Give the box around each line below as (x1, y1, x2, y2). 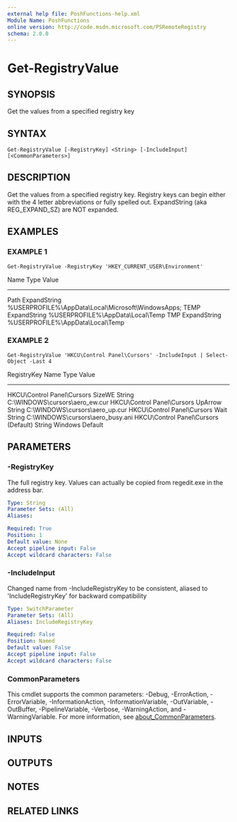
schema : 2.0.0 (7, 30, 49, 37)
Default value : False (7, 644, 71, 651)
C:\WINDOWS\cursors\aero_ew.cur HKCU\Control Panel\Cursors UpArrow (7, 398, 222, 406)
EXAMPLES (7, 226, 59, 238)
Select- (206, 351, 229, 358)
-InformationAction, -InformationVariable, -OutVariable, (49, 698, 209, 706)
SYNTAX (7, 128, 47, 140)
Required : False (7, 631, 55, 639)
